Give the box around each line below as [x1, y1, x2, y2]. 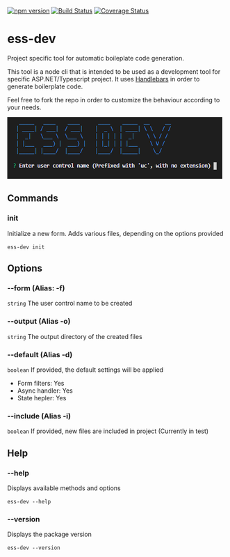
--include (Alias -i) [7, 411, 72, 421]
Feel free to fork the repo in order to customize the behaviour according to [7, 95, 220, 104]
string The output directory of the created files [7, 332, 142, 340]
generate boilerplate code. [7, 82, 83, 91]
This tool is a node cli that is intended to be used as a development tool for [7, 67, 221, 76]
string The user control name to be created [7, 299, 133, 308]
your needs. [7, 103, 42, 111]
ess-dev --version [7, 544, 60, 551]
